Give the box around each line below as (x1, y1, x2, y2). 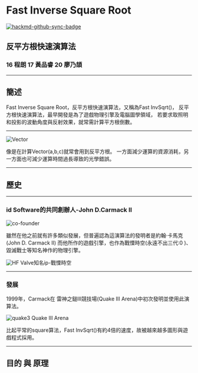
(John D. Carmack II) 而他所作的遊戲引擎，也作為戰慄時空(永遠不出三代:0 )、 (6, 239, 192, 246)
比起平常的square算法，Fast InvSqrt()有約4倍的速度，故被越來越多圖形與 (6, 326, 183, 334)
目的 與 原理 (6, 358, 49, 368)
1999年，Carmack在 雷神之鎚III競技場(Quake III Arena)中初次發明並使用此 (6, 295, 184, 302)
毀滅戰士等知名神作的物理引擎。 (6, 246, 84, 253)
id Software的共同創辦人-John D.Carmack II (6, 206, 133, 214)
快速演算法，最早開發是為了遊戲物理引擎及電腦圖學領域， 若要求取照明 (16, 111, 189, 118)
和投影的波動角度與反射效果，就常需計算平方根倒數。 (6, 118, 136, 126)
